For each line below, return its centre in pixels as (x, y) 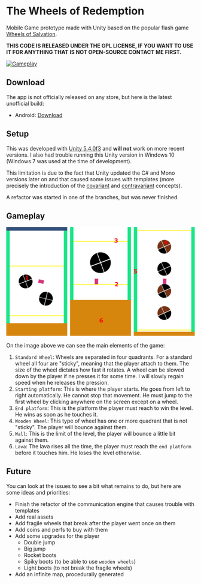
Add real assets (34, 517)
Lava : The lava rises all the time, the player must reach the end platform (103, 446)
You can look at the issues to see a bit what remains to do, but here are (94, 486)
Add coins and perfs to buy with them (61, 529)
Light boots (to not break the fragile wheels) (78, 568)
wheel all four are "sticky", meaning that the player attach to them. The (102, 363)
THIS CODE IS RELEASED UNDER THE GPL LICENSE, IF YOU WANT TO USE (100, 46)
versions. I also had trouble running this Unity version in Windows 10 (90, 155)
